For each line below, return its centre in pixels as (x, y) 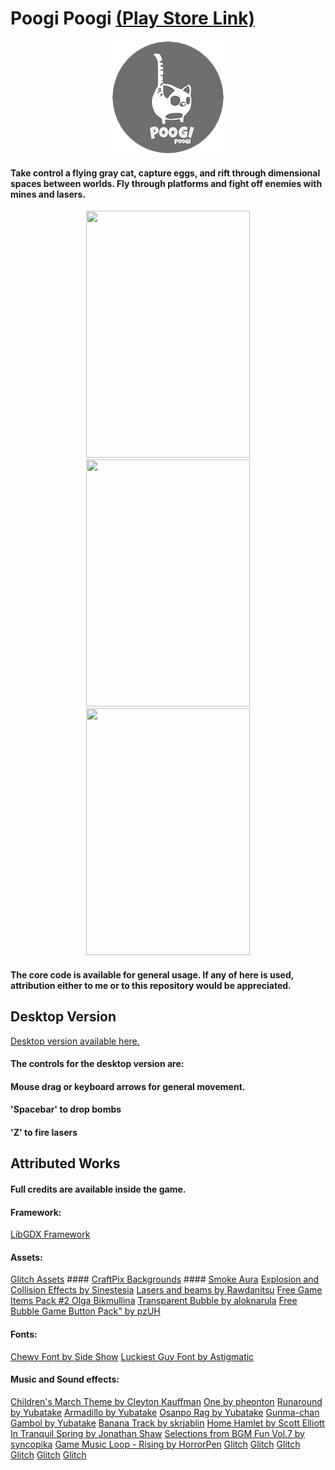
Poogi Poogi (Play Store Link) (133, 18)
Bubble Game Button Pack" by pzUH (85, 1311)
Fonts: (24, 1334)
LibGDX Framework (50, 1234)
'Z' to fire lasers (44, 1132)
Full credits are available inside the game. (98, 1189)
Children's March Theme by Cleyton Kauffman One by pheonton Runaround (166, 1401)
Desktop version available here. (75, 1041)
